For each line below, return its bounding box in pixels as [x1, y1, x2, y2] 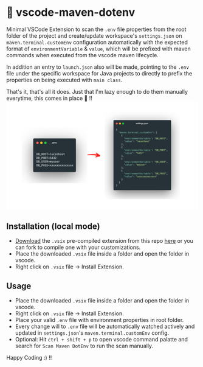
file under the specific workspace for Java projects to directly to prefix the [6, 69, 193, 77]
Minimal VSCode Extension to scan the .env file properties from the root [6, 26, 187, 33]
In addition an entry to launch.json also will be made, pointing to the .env [6, 63, 190, 71]
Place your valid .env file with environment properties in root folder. [15, 316, 184, 324]
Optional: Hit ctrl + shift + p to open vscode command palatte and [15, 336, 188, 343]
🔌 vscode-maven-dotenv [6, 5, 136, 19]
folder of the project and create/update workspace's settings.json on [6, 32, 182, 39]
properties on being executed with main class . [6, 76, 123, 83]
